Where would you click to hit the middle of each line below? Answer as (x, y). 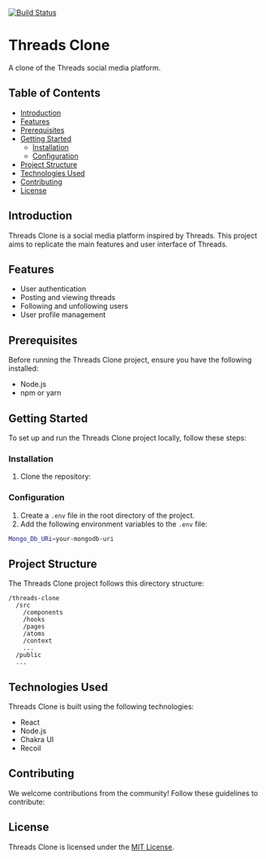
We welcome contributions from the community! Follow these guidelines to (133, 793)
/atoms (34, 634)
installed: (24, 368)
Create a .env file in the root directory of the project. (107, 515)
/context (38, 641)
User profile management (63, 315)
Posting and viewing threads (68, 298)
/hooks (34, 620)
